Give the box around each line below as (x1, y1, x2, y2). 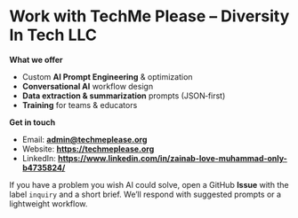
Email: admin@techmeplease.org (21, 134, 148, 144)
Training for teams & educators (21, 99, 138, 110)
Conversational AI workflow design (21, 81, 154, 91)
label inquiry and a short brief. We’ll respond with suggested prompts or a (9, 189, 282, 199)
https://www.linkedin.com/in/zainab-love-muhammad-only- (57, 152, 287, 163)
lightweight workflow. (9, 198, 88, 209)
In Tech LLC (9, 25, 98, 45)
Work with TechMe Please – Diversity (9, 6, 290, 27)
